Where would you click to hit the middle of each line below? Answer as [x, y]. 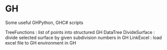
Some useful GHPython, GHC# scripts [44, 22]
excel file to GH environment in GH [41, 42]
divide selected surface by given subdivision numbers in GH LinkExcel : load [83, 37]
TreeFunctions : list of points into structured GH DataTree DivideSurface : [80, 32]
